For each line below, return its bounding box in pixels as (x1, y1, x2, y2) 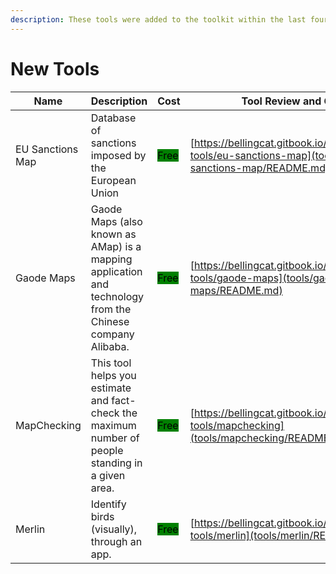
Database (90, 111, 137, 125)
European (90, 173, 137, 187)
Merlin (15, 522, 46, 536)
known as (90, 227, 137, 241)
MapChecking (15, 418, 82, 432)
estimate (90, 381, 132, 395)
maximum (90, 418, 137, 432)
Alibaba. (90, 339, 130, 353)
